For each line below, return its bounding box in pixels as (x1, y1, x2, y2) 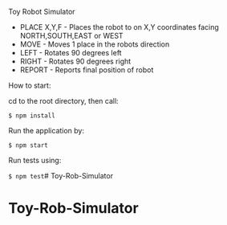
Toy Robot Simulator (8, 7, 75, 16)
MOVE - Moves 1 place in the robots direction (19, 39, 170, 49)
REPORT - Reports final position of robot (19, 65, 154, 75)
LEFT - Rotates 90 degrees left (19, 48, 122, 57)
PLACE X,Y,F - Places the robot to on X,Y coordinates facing (19, 22, 219, 31)
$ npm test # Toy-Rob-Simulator (8, 171, 114, 180)
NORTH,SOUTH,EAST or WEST (19, 31, 124, 40)
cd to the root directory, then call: (8, 96, 119, 105)
